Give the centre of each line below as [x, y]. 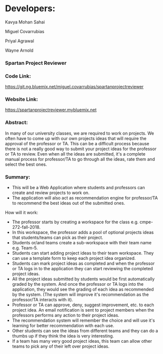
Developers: [30, 9]
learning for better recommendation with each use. [63, 326]
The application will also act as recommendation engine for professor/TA [85, 198]
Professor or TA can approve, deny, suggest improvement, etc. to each [83, 305]
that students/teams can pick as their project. [58, 237]
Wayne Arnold [19, 50]
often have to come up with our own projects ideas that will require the [76, 138]
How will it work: [22, 213]
